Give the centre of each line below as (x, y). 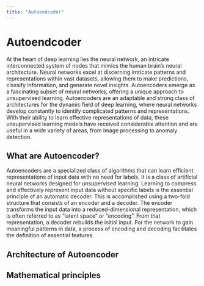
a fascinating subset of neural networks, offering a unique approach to (95, 91)
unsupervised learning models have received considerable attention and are (102, 124)
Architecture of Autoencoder (63, 255)
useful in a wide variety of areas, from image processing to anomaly (92, 130)
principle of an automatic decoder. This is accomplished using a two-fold (98, 196)
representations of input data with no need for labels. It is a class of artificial (102, 177)
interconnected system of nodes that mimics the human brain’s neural (94, 65)
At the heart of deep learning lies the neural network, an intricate (88, 59)
